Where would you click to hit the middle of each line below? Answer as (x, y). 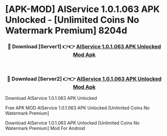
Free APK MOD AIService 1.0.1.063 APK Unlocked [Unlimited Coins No (77, 108)
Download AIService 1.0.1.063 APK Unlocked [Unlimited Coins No (72, 123)
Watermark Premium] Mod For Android (45, 128)
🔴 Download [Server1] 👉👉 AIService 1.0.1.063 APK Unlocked (84, 47)
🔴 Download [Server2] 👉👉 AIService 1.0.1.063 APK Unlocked (84, 79)
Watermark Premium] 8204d (66, 31)
